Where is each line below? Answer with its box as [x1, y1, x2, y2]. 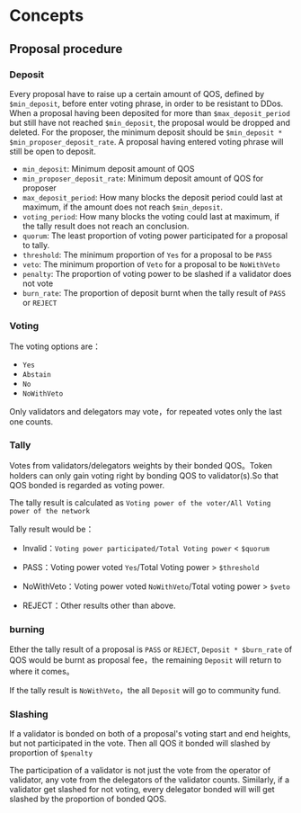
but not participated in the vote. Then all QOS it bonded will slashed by [9, 738, 271, 749]
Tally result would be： [9, 523, 94, 535]
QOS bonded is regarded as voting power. [9, 480, 164, 491]
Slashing [9, 708, 49, 720]
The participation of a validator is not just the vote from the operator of [9, 765, 271, 776]
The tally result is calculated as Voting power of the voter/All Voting [9, 497, 271, 508]
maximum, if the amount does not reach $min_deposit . [22, 201, 223, 212]
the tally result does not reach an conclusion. [22, 220, 190, 231]
